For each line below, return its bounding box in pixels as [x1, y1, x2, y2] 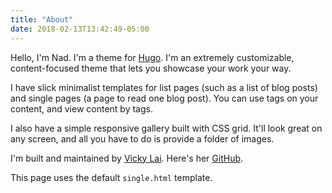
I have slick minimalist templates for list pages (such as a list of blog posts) [10, 81, 318, 93]
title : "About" [10, 14, 74, 25]
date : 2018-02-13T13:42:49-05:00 [10, 24, 150, 34]
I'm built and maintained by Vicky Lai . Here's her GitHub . [10, 152, 244, 164]
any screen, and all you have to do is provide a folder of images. [10, 132, 275, 145]
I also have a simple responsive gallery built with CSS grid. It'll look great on [10, 122, 323, 134]
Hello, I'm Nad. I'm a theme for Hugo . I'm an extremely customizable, [10, 51, 295, 63]
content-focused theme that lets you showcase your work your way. [10, 62, 292, 74]
